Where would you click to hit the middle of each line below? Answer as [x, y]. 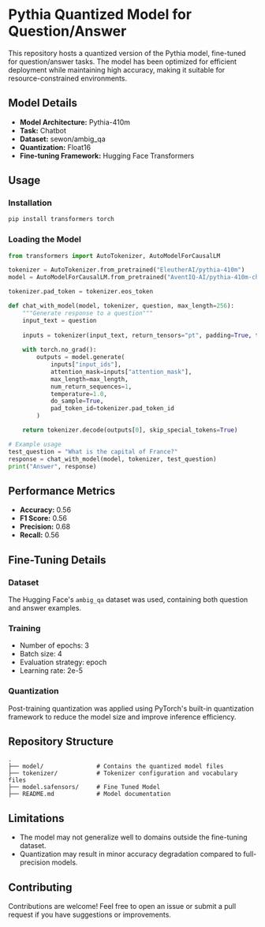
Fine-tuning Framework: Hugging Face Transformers [107, 155]
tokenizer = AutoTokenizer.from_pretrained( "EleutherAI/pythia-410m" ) [127, 270]
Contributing [40, 887]
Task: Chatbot [43, 130]
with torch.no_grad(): [60, 350]
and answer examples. [45, 607]
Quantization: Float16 [55, 147]
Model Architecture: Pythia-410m [75, 122]
